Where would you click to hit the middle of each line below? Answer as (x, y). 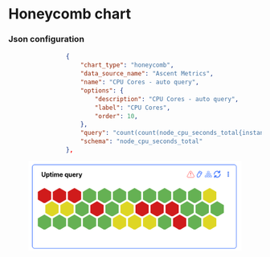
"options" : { (102, 90)
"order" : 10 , (116, 116)
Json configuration (46, 39)
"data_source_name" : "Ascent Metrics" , (147, 74)
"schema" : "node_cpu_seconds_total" (141, 141)
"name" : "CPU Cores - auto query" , (139, 82)
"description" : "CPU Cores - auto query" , (167, 99)
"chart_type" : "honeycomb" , (127, 65)
